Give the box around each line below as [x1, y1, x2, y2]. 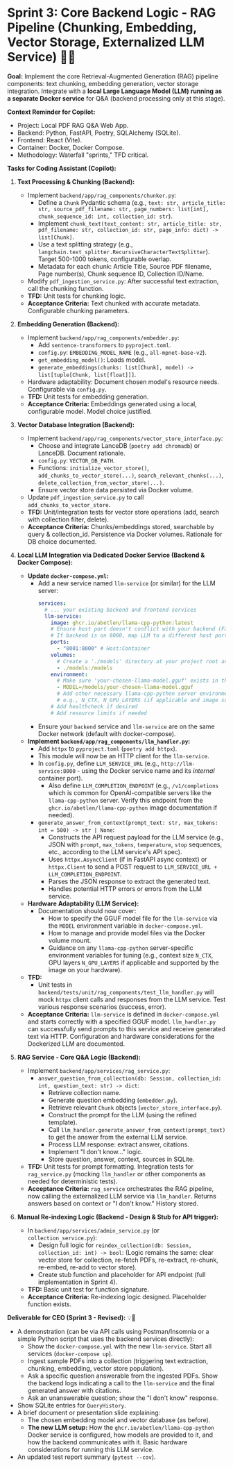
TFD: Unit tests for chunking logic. [27, 292, 126, 300]
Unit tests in [37, 981, 73, 989]
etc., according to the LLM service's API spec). [48, 847, 182, 856]
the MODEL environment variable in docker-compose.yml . [48, 921, 203, 930]
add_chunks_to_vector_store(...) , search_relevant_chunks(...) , [37, 471, 224, 479]
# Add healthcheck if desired [51, 703, 138, 710]
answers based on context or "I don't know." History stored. [27, 1199, 199, 1208]
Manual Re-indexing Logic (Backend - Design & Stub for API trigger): [17, 1212, 219, 1221]
